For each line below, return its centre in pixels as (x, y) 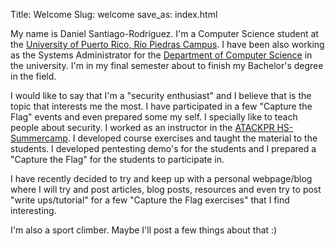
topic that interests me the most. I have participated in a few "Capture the (161, 106)
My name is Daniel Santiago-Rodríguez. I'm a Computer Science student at (164, 33)
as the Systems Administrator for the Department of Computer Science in (161, 55)
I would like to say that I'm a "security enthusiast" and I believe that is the (161, 95)
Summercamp (39, 138)
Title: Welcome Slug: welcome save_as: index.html (114, 14)
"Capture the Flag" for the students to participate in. (117, 159)
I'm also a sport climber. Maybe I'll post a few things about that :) (144, 230)
